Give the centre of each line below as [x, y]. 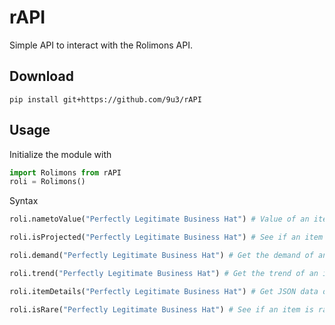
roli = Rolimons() [47, 182]
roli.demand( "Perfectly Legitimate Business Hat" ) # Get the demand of [161, 256]
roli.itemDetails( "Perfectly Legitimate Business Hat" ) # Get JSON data [164, 291]
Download [41, 76]
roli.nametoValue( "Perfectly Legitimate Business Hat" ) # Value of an [159, 219]
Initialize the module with [60, 154]
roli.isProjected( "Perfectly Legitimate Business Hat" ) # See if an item [166, 237]
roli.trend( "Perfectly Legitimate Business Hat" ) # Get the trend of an [164, 273]
